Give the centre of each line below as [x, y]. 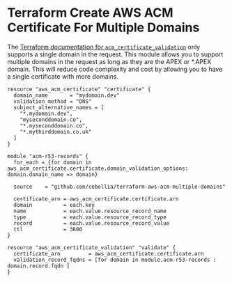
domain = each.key [54, 205]
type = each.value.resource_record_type [90, 217]
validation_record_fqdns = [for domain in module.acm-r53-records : [115, 260]
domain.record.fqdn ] [39, 266]
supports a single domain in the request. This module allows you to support [115, 54]
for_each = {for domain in [53, 162]
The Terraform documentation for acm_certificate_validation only [104, 47]
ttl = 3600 [48, 229]
